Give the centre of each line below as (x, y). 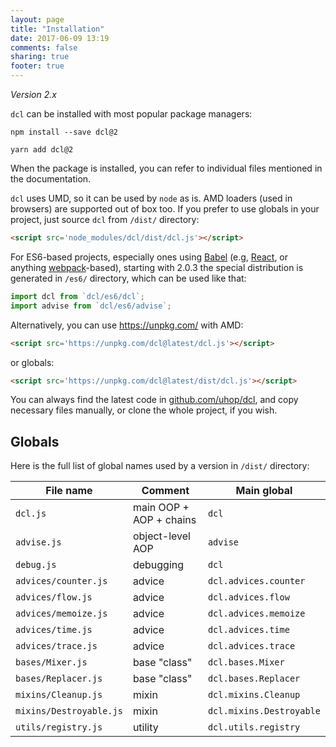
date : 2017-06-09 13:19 (60, 38)
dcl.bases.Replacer (254, 679)
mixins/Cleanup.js (59, 695)
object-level (161, 536)
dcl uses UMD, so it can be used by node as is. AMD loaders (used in (151, 198)
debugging (158, 565)
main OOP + (161, 508)
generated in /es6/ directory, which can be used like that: (128, 278)
